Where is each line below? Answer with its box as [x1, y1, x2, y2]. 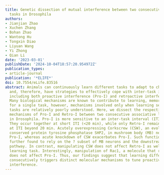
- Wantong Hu [5, 35, 32, 40]
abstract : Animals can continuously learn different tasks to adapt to [5, 84, 154, 90]
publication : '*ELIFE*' [5, 75, 54, 80]
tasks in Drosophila [9, 12, 51, 17]
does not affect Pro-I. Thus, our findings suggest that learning [9, 153, 147, 158]
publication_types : [5, 67, 45, 72]
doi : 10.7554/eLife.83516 [5, 80, 58, 85]
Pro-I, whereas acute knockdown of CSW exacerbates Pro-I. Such [9, 135, 143, 140]
